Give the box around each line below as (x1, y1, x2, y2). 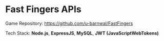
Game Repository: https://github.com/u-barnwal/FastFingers (5, 20, 133, 26)
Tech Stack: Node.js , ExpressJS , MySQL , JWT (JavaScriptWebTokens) (5, 30, 159, 36)
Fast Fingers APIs (5, 4, 81, 15)
